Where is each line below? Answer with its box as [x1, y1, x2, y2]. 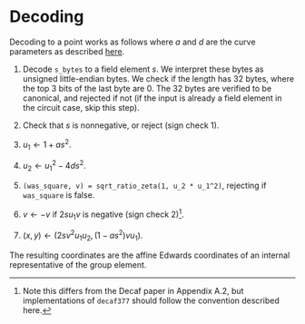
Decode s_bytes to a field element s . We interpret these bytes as [22, 64, 265, 74]
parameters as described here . [9, 45, 125, 56]
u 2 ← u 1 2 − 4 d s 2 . [22, 159, 86, 173]
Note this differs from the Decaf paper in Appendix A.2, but [22, 285, 244, 296]
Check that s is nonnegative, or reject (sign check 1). [22, 120, 220, 131]
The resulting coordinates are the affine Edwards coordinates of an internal [9, 250, 290, 260]
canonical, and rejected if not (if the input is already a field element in [22, 93, 282, 103]
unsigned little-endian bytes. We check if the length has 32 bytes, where [22, 73, 295, 83]
